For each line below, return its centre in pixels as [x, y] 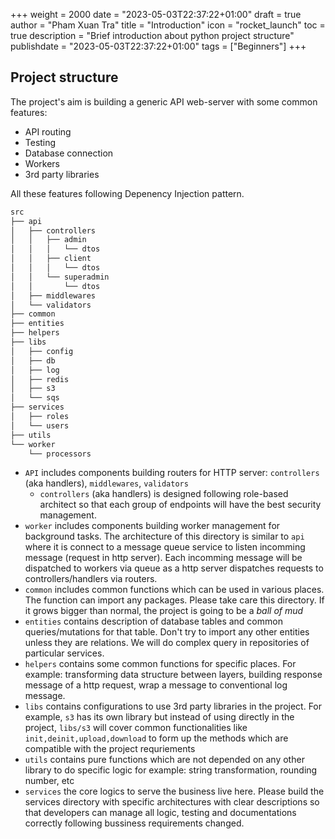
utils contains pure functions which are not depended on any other [164, 760]
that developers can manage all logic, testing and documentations [160, 813]
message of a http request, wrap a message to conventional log [156, 685]
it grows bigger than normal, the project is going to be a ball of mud [164, 611]
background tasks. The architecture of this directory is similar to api [164, 536]
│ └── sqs [35, 398]
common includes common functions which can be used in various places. [174, 590]
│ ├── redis [40, 379]
